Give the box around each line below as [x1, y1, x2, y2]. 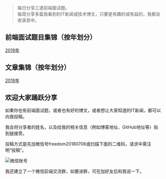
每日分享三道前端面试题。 [17, 5, 70, 10]
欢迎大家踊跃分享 [5, 93, 57, 102]
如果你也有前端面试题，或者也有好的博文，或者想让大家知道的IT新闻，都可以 [5, 107, 161, 113]
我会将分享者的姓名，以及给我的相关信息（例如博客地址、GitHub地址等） [5, 124, 154, 130]
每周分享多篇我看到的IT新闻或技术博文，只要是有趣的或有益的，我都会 [17, 11, 161, 17]
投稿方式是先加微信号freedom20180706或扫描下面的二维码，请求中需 [5, 141, 147, 147]
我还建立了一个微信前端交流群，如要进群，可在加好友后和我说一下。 [5, 169, 144, 175]
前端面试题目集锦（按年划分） [5, 33, 97, 42]
